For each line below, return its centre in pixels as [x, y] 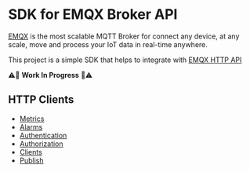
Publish [32, 160]
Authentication [43, 135]
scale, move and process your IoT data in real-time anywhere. [108, 44]
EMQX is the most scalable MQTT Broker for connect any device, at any [124, 36]
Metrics [32, 119]
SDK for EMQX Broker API [93, 15]
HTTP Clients [41, 100]
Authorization [42, 144]
